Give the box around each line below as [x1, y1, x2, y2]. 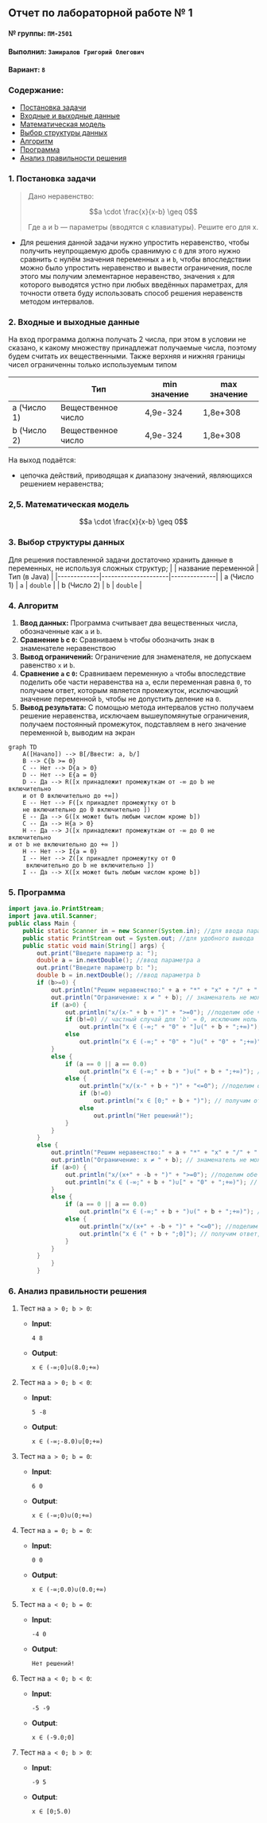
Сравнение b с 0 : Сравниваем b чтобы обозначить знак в [19, 635, 215, 644]
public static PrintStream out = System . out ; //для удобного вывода [22, 934, 254, 942]
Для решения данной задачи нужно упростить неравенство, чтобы [19, 238, 250, 247]
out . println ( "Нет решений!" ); [93, 1112, 194, 1120]
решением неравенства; [19, 479, 104, 489]
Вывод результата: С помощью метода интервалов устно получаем [19, 702, 254, 712]
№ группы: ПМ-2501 [8, 28, 73, 38]
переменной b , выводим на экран [19, 727, 135, 737]
